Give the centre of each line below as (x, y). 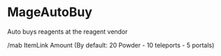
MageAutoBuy (50, 12)
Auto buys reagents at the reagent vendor (67, 31)
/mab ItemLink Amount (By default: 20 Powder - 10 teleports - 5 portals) (111, 45)
